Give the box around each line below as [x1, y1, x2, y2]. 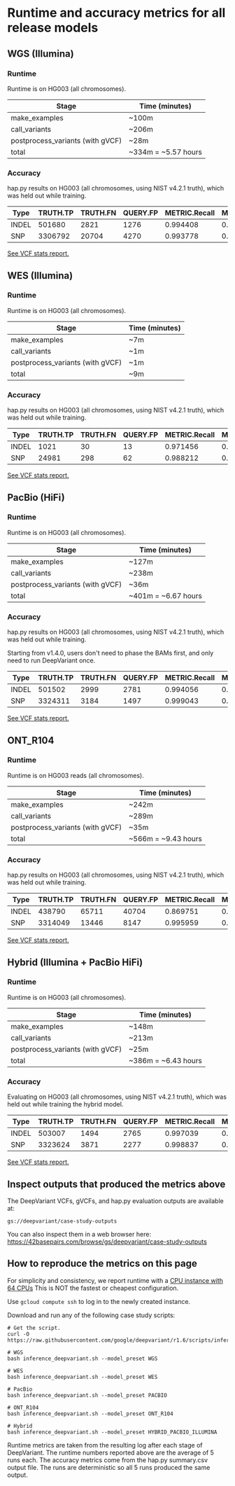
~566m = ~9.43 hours [128, 833, 203, 843]
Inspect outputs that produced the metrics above [7, 1178, 226, 1190]
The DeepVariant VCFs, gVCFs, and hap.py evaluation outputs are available [7, 1196, 224, 1205]
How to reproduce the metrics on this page [7, 1258, 197, 1270]
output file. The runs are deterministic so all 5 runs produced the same [7, 1463, 211, 1471]
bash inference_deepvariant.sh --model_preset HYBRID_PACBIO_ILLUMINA [7, 1429, 218, 1436]
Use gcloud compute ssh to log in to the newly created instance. [7, 1297, 191, 1305]
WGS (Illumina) [7, 48, 75, 60]
